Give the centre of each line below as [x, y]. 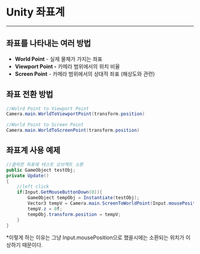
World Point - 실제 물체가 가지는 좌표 [59, 59]
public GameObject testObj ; [41, 170]
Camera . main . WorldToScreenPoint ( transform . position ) [73, 131]
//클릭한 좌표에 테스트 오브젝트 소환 [45, 165]
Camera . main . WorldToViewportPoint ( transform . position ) [76, 114]
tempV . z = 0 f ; [45, 209]
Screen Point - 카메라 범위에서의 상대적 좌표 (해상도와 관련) [85, 74]
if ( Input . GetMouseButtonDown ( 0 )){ [60, 192]
